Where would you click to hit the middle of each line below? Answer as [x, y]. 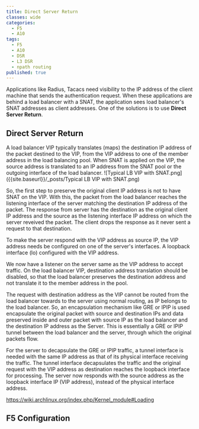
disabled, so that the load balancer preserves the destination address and [96, 277]
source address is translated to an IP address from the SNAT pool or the [94, 166]
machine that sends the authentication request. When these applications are [99, 96]
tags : [13, 39]
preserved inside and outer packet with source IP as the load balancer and [97, 320]
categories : [21, 23]
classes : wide [24, 17]
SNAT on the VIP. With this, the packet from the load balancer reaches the [97, 197]
